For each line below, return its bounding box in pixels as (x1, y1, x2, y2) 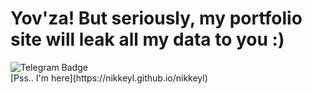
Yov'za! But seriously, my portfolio (10, 7, 303, 30)
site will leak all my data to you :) (10, 28, 285, 51)
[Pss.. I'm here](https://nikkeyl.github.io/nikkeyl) (10, 72, 208, 84)
